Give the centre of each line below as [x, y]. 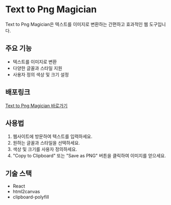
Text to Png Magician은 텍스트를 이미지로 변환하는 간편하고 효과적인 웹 [77, 24]
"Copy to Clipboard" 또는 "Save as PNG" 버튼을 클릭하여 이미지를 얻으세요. [89, 156]
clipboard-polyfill [31, 197]
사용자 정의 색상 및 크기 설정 [41, 74]
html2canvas [26, 192]
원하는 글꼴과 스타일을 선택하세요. [46, 143]
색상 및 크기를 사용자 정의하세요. [45, 149]
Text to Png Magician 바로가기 [37, 106]
